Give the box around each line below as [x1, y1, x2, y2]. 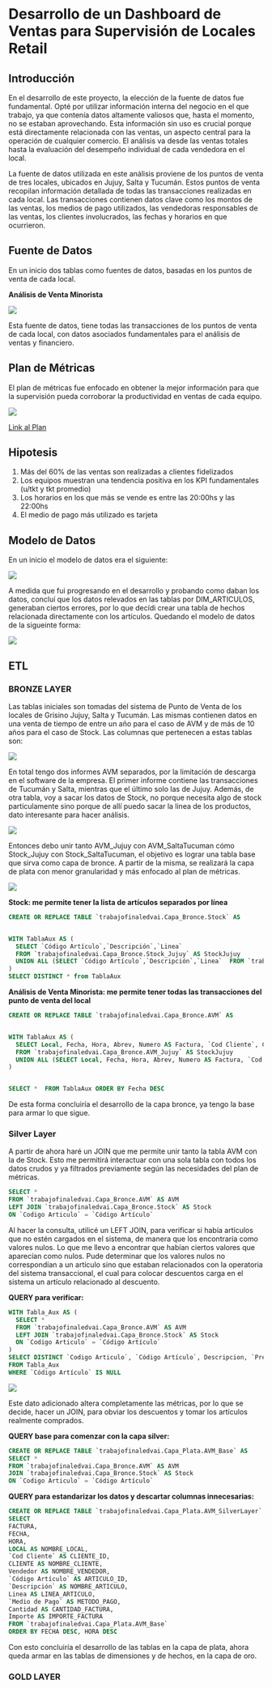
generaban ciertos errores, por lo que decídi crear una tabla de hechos [8, 603, 245, 613]
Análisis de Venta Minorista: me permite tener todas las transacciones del [8, 987, 262, 997]
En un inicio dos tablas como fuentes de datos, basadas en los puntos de [8, 265, 253, 275]
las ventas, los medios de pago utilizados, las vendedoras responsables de [8, 203, 258, 213]
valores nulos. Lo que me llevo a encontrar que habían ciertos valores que [8, 1242, 255, 1252]
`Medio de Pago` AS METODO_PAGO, [8, 1597, 121, 1605]
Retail [8, 40, 48, 57]
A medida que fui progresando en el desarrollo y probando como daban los [8, 586, 260, 596]
